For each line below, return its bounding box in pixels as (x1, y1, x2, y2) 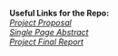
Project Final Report (9, 36, 84, 47)
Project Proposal (9, 17, 73, 28)
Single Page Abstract (9, 27, 89, 37)
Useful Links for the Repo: (9, 8, 110, 18)
